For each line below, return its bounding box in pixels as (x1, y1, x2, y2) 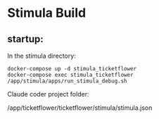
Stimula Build (7, 5, 87, 21)
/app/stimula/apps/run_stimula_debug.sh (7, 77, 128, 84)
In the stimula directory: (7, 51, 76, 60)
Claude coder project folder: (7, 90, 89, 98)
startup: (7, 33, 44, 45)
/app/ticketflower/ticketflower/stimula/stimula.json (7, 104, 153, 112)
